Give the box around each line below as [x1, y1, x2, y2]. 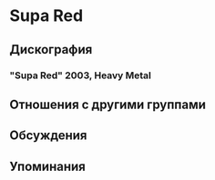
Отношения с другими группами [9, 96, 207, 112]
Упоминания [9, 158, 87, 174]
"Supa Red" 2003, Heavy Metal [9, 69, 152, 82]
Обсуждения [9, 128, 87, 144]
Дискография [9, 42, 93, 57]
